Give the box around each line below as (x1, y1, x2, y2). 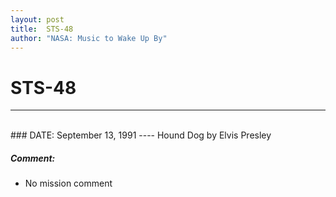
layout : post (10, 14, 65, 25)
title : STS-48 (10, 24, 74, 34)
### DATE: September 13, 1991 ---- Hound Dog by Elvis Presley (10, 129, 272, 141)
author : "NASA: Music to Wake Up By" (10, 33, 168, 43)
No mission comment (24, 177, 113, 190)
